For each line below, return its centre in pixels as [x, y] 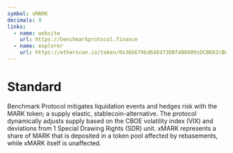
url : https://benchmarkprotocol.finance [79, 40]
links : [17, 26]
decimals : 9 [24, 20]
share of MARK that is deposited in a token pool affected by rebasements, [113, 136]
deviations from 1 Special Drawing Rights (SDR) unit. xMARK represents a [112, 128]
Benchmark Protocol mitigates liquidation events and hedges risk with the [112, 106]
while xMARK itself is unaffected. [54, 143]
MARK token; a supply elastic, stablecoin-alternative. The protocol [102, 113]
